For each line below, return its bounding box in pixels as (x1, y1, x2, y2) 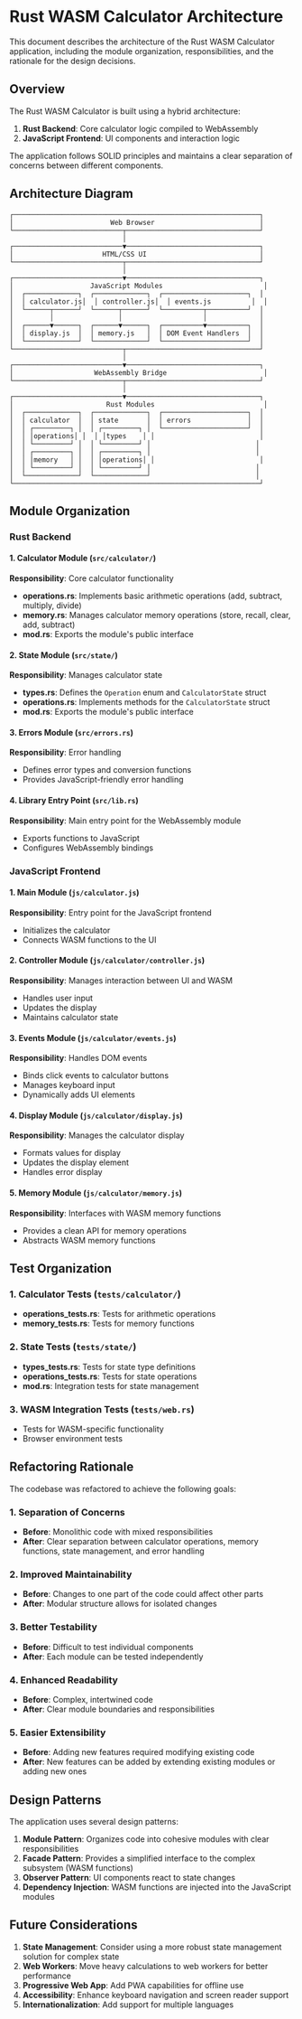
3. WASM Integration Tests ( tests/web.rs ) (9, 1403, 196, 1415)
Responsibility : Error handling (9, 747, 122, 758)
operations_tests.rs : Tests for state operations (22, 1371, 197, 1382)
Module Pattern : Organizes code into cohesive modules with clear (22, 1834, 270, 1845)
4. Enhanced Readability (9, 1674, 119, 1686)
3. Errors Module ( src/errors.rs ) (9, 727, 133, 737)
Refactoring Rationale (9, 1460, 134, 1475)
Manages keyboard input (22, 1080, 115, 1091)
